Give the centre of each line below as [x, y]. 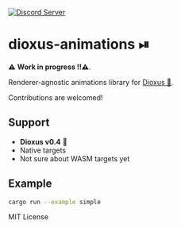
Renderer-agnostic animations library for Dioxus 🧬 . [91, 82]
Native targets [42, 150]
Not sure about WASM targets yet [75, 158]
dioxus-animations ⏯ [79, 44]
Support [29, 123]
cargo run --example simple [55, 202]
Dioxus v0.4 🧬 [43, 141]
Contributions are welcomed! [56, 97]
